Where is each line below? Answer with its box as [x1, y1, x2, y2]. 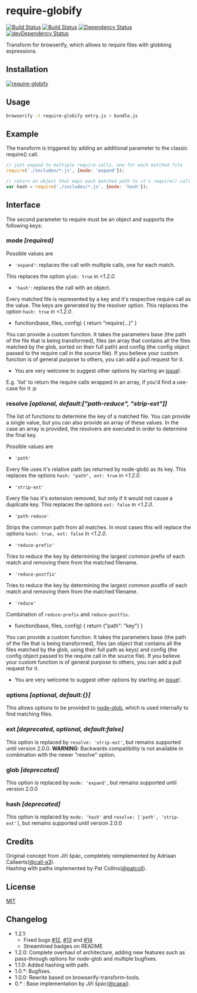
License [6, 882, 36, 892]
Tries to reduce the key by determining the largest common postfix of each [6, 582, 188, 589]
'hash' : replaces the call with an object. [14, 284, 111, 291]
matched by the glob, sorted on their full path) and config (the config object [6, 343, 190, 350]
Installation [6, 65, 48, 75]
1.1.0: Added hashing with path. [14, 961, 90, 968]
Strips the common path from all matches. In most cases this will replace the [6, 524, 191, 531]
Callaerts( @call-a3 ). [6, 858, 55, 865]
